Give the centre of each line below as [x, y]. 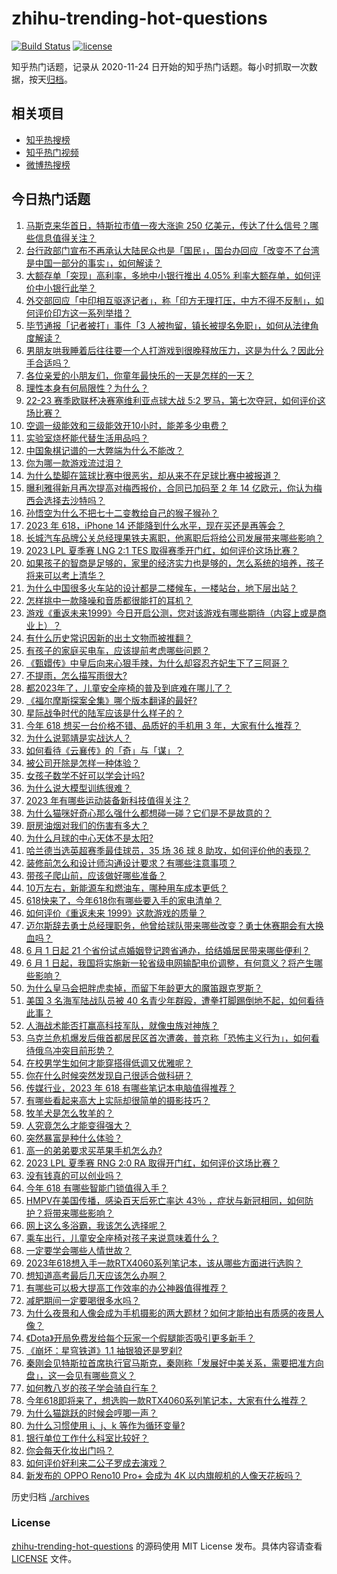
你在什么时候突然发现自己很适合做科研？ [109, 1075]
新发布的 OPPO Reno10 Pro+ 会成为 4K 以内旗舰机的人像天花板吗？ [164, 1475]
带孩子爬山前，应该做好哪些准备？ [96, 875]
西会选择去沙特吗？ [65, 500]
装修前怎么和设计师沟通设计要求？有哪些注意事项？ [131, 863]
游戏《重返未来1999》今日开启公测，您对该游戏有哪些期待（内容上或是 [171, 613]
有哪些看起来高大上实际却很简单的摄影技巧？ [118, 1100]
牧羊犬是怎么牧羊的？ [69, 1113]
